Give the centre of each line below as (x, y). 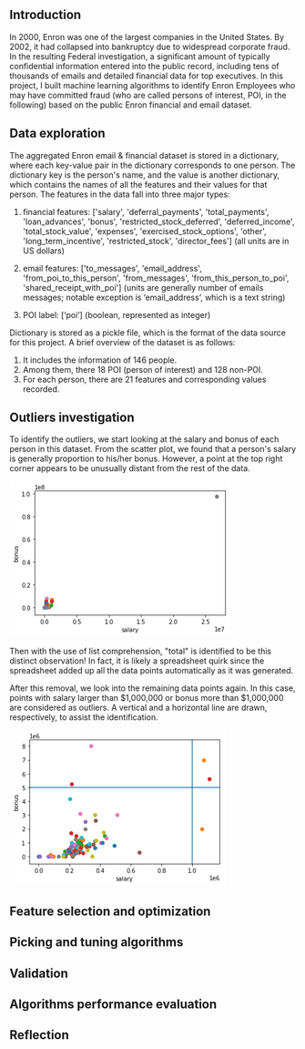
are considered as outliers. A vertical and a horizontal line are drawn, (138, 708)
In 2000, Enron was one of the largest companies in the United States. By (147, 36)
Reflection (40, 1035)
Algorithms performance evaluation (113, 1004)
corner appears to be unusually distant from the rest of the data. (130, 468)
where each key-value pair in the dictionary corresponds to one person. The (152, 165)
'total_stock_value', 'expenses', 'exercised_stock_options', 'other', (144, 231)
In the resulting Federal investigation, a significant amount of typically (140, 56)
